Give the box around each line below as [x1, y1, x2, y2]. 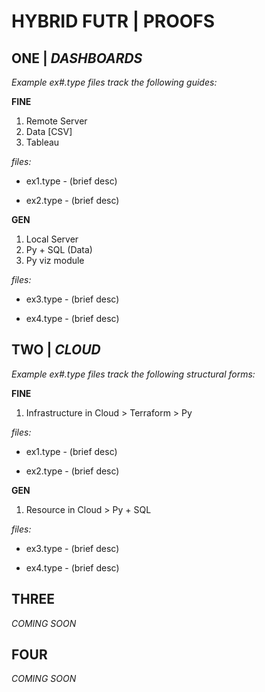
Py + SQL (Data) [25, 244, 93, 255]
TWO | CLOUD [11, 341, 101, 359]
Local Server [25, 233, 79, 245]
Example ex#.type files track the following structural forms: [11, 368, 256, 380]
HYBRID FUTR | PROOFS [11, 10, 216, 33]
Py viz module [25, 255, 85, 266]
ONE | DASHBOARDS [11, 50, 143, 67]
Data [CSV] [25, 126, 73, 137]
